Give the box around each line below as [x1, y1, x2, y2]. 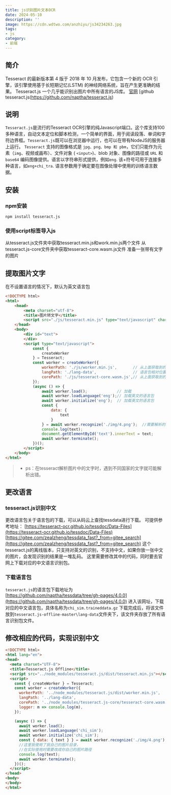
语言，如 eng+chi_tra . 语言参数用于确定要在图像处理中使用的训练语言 [9, 163, 154, 169]
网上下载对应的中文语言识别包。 [5, 560, 72, 566]
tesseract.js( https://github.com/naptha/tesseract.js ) [5, 94, 113, 100]
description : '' [5, 17, 40, 22]
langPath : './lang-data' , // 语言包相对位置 [41, 370, 166, 375]
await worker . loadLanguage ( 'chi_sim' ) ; [18, 728, 103, 733]
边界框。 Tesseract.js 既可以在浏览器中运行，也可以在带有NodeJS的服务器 [9, 137, 165, 144]
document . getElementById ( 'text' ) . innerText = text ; [41, 431, 154, 437]
